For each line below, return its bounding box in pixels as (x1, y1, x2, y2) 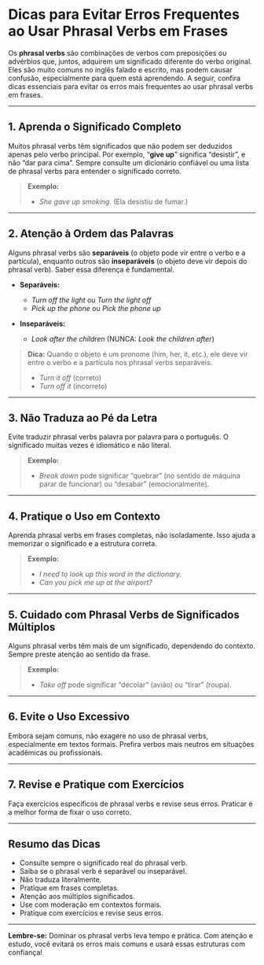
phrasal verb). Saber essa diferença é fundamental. (8, 264, 175, 274)
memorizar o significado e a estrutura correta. (8, 539, 157, 549)
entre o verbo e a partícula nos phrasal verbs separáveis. (27, 357, 213, 367)
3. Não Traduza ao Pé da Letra (8, 411, 158, 424)
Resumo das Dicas (8, 837, 101, 851)
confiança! (8, 948, 43, 957)
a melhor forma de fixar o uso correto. (8, 807, 132, 816)
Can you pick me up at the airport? (38, 578, 153, 587)
